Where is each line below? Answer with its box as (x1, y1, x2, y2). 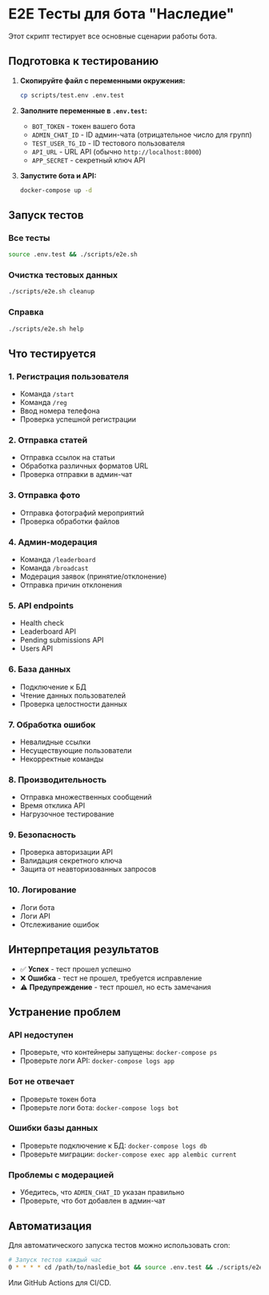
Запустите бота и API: (19, 170, 97, 180)
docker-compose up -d (19, 186, 92, 194)
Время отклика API (19, 801, 86, 811)
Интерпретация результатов (8, 943, 159, 956)
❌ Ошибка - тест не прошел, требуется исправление (19, 973, 203, 983)
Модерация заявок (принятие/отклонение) (19, 571, 167, 581)
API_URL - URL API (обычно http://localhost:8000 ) (31, 146, 202, 156)
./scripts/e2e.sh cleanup (8, 287, 94, 296)
